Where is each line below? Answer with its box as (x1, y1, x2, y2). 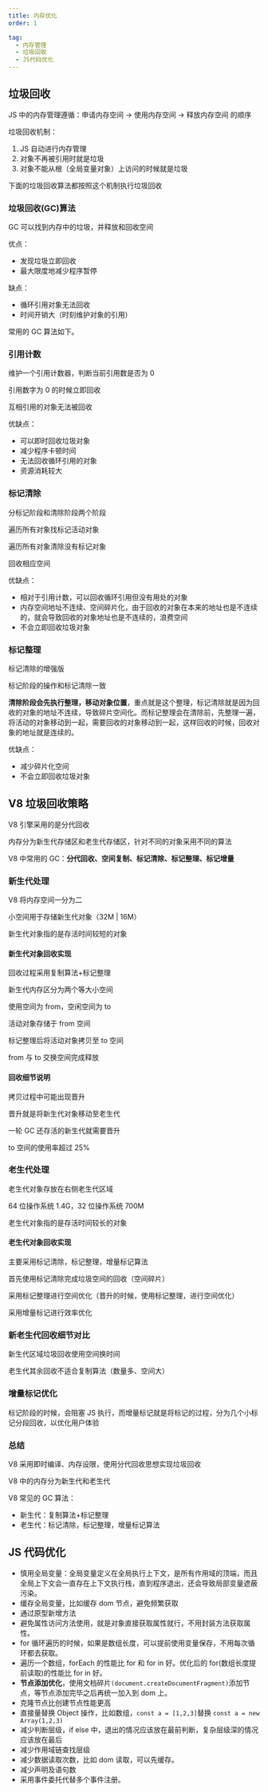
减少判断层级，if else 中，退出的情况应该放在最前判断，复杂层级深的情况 (19, 1724, 259, 1735)
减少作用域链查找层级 (19, 1744, 90, 1755)
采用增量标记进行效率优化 (8, 1308, 93, 1317)
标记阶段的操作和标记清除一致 (8, 681, 106, 690)
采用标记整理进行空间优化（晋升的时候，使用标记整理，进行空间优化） (8, 1291, 239, 1301)
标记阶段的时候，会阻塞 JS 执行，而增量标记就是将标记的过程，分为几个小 (8, 1408, 251, 1417)
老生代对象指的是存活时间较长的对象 (8, 1218, 128, 1227)
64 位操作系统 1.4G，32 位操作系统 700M (8, 1201, 144, 1211)
